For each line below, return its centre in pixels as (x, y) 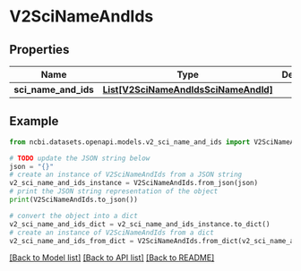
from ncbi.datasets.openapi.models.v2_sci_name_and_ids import (130, 142)
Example (34, 121)
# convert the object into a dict (74, 216)
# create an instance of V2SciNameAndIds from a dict (112, 233)
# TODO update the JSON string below (80, 158)
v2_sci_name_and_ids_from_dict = (72, 241)
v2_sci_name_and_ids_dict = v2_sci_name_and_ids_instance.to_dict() (140, 224)
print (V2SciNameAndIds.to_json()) (74, 200)
